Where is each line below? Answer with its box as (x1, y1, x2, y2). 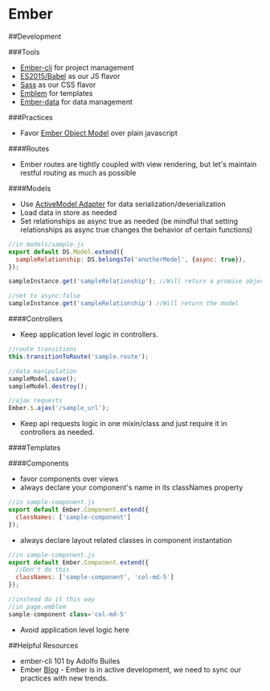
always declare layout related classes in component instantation (19, 535, 232, 544)
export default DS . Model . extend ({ (8, 247, 125, 256)
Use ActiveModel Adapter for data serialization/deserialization (19, 199, 227, 209)
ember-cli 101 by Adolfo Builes (19, 656, 121, 665)
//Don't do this (15, 565, 70, 574)
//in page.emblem (8, 602, 67, 610)
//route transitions (8, 345, 78, 354)
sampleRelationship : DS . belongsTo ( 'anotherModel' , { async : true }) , (15, 255, 247, 263)
